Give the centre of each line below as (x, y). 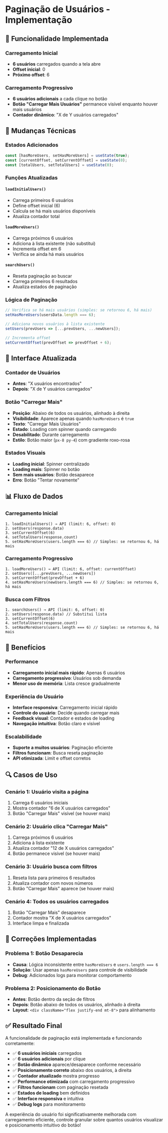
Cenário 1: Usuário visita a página (47, 792)
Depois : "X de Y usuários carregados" (52, 389)
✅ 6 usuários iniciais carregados (47, 1053)
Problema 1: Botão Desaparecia (44, 953)
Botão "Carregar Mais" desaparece (49, 912)
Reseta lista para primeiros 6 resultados (54, 878)
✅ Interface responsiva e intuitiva (48, 1098)
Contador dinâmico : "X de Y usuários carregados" (65, 115)
